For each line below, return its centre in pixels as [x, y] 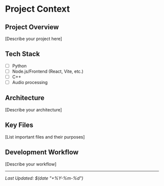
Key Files [19, 125]
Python [19, 66]
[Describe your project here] [34, 39]
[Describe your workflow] [31, 164]
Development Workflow [42, 152]
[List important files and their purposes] [45, 137]
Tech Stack [22, 54]
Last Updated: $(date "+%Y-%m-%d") [44, 178]
